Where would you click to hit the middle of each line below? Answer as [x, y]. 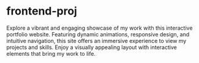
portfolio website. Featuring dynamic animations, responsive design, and [98, 34]
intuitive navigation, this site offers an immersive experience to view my [96, 41]
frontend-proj [42, 11]
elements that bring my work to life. [51, 53]
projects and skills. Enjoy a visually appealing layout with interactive [92, 47]
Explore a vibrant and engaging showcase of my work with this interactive [99, 28]
